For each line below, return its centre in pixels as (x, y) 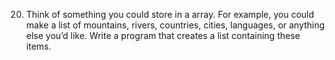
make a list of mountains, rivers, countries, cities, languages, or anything (175, 25)
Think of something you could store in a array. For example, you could (170, 14)
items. (38, 46)
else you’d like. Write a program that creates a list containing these (163, 35)
